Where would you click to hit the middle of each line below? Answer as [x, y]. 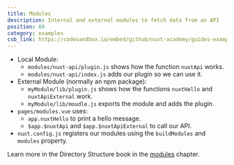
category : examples [36, 33]
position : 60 [26, 26]
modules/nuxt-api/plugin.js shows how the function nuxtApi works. [126, 67]
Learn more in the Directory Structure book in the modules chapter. [103, 155]
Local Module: [38, 59]
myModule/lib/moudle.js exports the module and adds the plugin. [121, 104]
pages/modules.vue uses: [53, 111]
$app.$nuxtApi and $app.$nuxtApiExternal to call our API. [110, 126]
